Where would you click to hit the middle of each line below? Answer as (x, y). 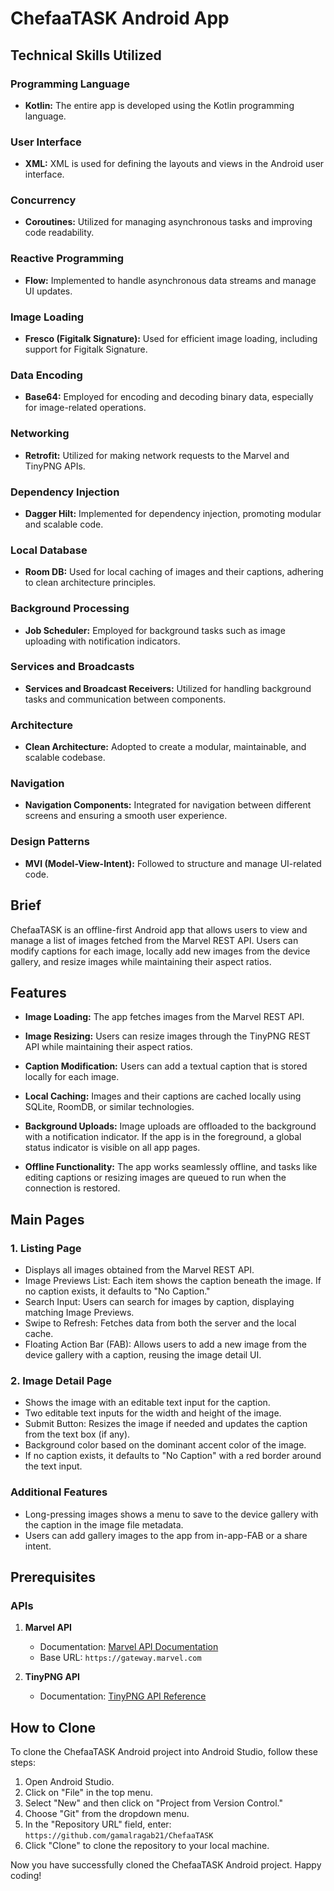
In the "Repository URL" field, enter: (98, 1824)
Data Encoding (46, 375)
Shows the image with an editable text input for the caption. (147, 1403)
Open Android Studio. (69, 1782)
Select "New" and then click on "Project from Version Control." (154, 1803)
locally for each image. (72, 1077)
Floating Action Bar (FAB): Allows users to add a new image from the (165, 1344)
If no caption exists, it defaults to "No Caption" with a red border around (173, 1456)
